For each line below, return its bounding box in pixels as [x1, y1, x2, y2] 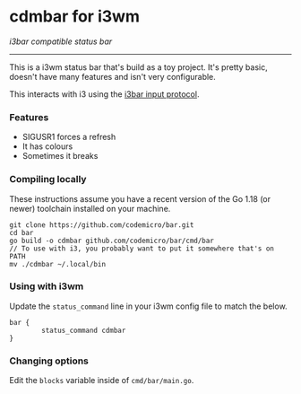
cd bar [9, 228, 34, 237]
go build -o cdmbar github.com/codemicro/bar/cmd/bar [9, 236, 215, 245]
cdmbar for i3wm [9, 6, 141, 27]
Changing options [9, 355, 90, 367]
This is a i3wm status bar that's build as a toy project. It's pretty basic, [9, 61, 269, 73]
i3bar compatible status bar [9, 36, 113, 47]
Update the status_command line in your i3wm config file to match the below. [9, 301, 288, 311]
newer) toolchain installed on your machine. [9, 203, 171, 214]
